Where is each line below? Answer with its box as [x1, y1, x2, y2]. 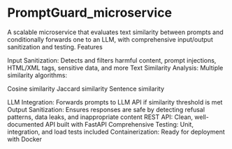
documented [7, 120, 44, 128]
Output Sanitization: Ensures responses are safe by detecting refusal [7, 105, 205, 113]
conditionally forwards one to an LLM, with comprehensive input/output [7, 35, 213, 43]
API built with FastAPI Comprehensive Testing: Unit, [45, 120, 194, 128]
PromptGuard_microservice [7, 5, 173, 21]
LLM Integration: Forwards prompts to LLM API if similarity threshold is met [7, 97, 223, 106]
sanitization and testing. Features [7, 42, 103, 51]
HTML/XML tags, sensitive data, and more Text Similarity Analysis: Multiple [7, 63, 224, 72]
